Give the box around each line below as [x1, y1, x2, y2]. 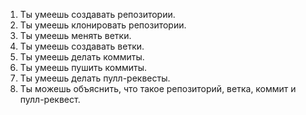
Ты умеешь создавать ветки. [19, 40, 145, 52]
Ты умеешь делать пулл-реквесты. [19, 72, 171, 84]
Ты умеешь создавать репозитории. [19, 9, 176, 20]
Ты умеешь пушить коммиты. [19, 62, 148, 73]
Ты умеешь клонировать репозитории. [19, 19, 187, 31]
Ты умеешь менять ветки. [19, 30, 132, 41]
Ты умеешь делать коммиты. [19, 51, 145, 63]
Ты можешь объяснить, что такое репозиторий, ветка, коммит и [19, 83, 297, 94]
